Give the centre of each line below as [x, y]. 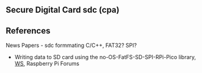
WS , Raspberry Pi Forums [47, 64]
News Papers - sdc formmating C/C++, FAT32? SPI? [71, 46]
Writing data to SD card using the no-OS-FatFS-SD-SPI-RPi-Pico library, [105, 57]
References [28, 31]
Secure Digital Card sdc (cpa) [63, 10]
